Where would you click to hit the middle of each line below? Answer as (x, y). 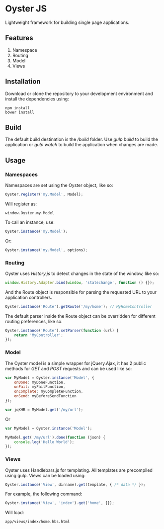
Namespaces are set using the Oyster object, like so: (59, 185)
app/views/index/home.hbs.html (38, 522)
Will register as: (21, 204)
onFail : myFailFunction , (40, 387)
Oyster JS (26, 9)
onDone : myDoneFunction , (40, 382)
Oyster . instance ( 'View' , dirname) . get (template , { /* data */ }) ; (75, 485)
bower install (20, 112)
